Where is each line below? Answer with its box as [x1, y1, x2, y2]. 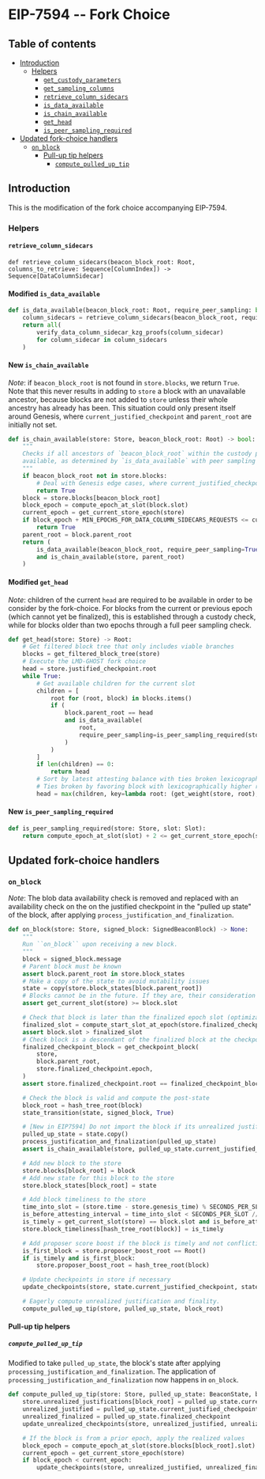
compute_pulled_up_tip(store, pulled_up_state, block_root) [22, 1304, 224, 1313]
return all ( [22, 320, 62, 329]
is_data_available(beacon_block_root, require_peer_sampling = [36, 545, 245, 553]
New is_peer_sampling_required [8, 807, 114, 817]
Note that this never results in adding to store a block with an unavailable [8, 386, 246, 396]
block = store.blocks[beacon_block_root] [22, 494, 160, 502]
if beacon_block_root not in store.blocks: [22, 472, 168, 480]
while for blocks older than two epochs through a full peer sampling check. [8, 620, 252, 630]
